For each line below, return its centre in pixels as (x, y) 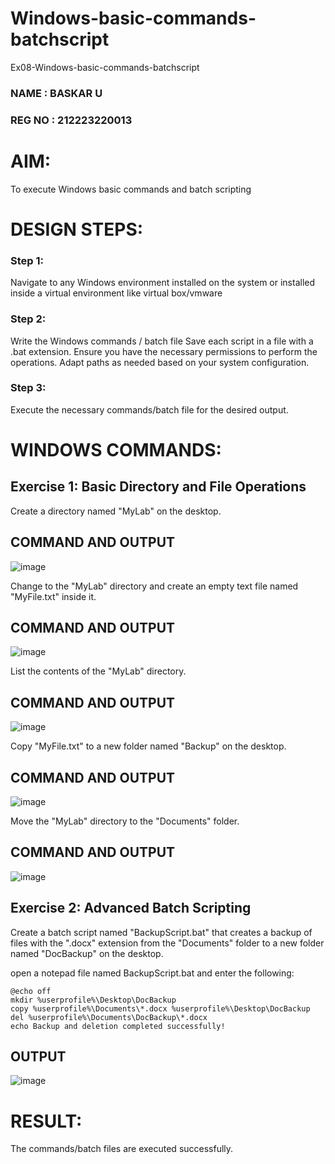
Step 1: (27, 260)
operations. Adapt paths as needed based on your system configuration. (160, 362)
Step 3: (28, 388)
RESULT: (46, 1121)
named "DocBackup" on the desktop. (87, 953)
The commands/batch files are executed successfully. (122, 1149)
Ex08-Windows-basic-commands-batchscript (105, 67)
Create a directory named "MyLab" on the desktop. (116, 511)
